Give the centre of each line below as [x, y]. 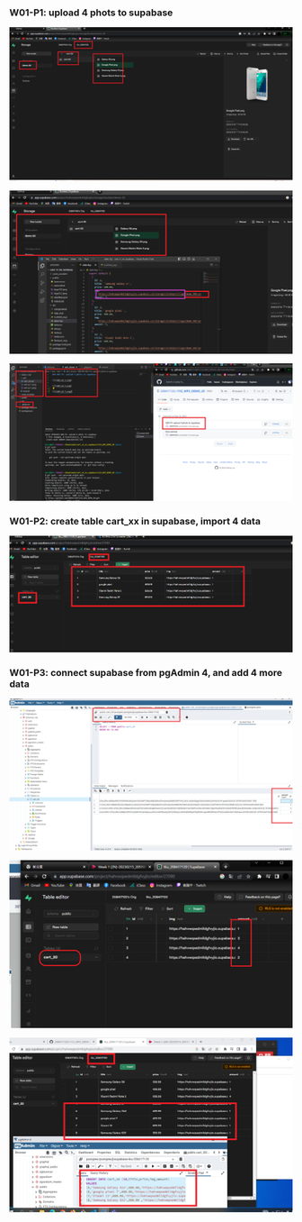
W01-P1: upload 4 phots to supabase [91, 13]
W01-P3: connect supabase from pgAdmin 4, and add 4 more [146, 672]
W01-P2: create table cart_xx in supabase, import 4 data [135, 521]
